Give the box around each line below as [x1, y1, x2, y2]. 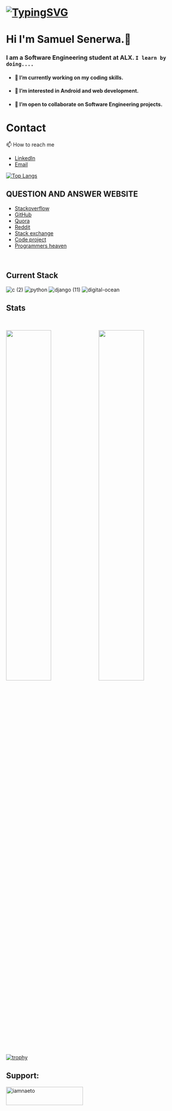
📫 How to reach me [6, 141, 54, 148]
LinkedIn [14, 155, 36, 162]
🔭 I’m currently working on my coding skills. [14, 74, 124, 81]
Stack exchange [14, 229, 54, 237]
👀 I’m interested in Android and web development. [14, 87, 139, 94]
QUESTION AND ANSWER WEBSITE [6, 189, 139, 199]
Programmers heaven [14, 242, 67, 249]
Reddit [14, 223, 30, 230]
